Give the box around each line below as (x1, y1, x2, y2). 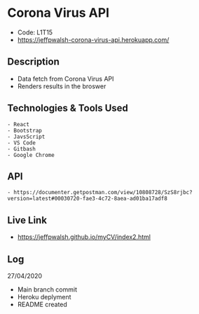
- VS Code (7, 139, 36, 146)
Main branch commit (17, 285, 77, 294)
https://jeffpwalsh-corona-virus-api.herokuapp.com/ (17, 35, 170, 43)
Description (7, 56, 60, 68)
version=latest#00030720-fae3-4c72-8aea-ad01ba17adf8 (7, 195, 168, 203)
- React (7, 121, 30, 128)
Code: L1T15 (17, 28, 53, 36)
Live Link (7, 214, 48, 226)
